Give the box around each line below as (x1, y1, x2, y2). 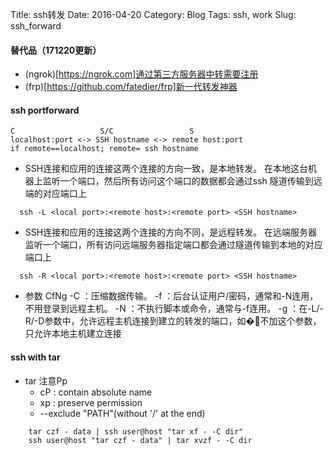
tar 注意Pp (24, 374, 68, 387)
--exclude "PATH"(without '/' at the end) (39, 407, 206, 419)
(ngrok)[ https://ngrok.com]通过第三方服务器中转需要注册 (24, 68, 259, 80)
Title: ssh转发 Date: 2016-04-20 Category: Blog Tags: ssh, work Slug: (10, 9, 297, 20)
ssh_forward (10, 20, 62, 32)
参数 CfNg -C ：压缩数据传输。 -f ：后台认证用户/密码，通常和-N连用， (24, 290, 319, 302)
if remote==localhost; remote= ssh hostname (10, 144, 199, 154)
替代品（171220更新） (10, 44, 102, 56)
